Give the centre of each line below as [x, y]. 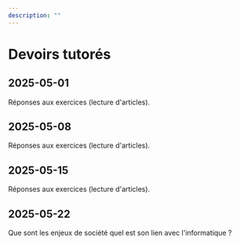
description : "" [35, 15]
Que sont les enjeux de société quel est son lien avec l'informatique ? [120, 233]
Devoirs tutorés [60, 54]
